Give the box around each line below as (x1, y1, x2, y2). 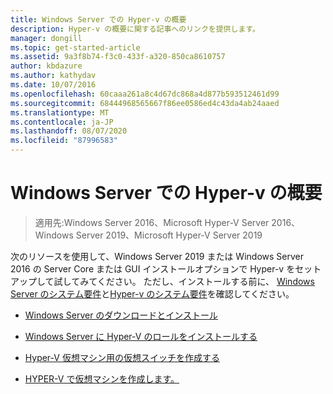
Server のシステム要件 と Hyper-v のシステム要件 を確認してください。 (10, 287, 295, 300)
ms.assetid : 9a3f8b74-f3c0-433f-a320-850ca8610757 (10, 52, 226, 62)
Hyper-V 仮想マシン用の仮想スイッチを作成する (24, 351, 220, 363)
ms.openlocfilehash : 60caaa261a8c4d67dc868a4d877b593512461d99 (10, 89, 280, 99)
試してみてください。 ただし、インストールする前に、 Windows (53, 275, 315, 287)
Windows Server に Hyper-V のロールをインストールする (24, 330, 258, 342)
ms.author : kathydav (10, 71, 97, 81)
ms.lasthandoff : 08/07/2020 (10, 126, 128, 136)
